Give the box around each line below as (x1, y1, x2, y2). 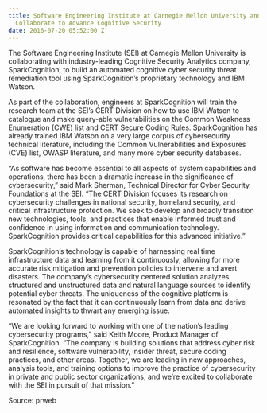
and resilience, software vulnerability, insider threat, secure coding (8, 347, 226, 357)
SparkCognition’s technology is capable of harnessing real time (8, 247, 216, 256)
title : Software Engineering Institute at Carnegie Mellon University (8, 11, 247, 20)
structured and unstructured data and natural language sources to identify (8, 280, 252, 290)
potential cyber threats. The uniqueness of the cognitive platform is (8, 289, 229, 298)
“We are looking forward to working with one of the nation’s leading (8, 321, 229, 331)
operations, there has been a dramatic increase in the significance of (8, 172, 234, 181)
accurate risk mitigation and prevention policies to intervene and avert (8, 263, 238, 273)
